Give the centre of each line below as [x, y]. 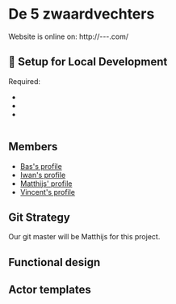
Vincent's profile [47, 192]
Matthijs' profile [46, 184]
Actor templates [50, 290]
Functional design [54, 262]
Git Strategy [39, 217]
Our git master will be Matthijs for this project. [84, 237]
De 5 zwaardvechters [82, 14]
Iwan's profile [43, 175]
